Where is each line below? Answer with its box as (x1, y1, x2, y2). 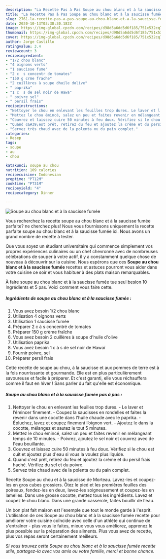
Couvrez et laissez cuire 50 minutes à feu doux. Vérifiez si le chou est (12, 446, 155, 452)
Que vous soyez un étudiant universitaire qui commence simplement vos (5, 243, 153, 249)
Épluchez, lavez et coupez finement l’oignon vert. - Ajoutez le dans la (12, 420, 153, 426)
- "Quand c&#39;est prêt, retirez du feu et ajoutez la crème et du (5, 122, 149, 127)
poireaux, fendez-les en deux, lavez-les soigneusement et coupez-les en (5, 487, 154, 493)
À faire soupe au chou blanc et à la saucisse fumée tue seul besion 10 (5, 279, 147, 285)
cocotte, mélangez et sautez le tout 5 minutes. (12, 425, 107, 431)
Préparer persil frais (12, 355, 54, 361)
